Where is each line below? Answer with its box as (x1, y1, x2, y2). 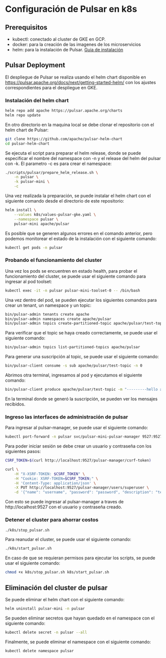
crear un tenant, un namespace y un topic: (5, 302, 91, 308)
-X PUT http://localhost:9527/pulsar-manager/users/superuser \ (14, 485, 149, 490)
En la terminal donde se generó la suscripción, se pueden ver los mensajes (5, 396, 158, 402)
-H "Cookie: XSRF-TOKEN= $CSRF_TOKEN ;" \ (14, 476, 98, 481)
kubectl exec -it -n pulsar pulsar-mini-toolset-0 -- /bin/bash (5, 288, 140, 293)
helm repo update (5, 113, 41, 118)
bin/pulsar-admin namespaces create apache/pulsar (5, 316, 112, 322)
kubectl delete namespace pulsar (5, 648, 74, 653)
